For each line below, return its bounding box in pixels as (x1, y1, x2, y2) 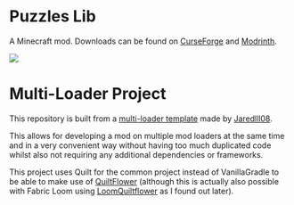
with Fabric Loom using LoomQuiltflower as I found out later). (9, 185, 234, 196)
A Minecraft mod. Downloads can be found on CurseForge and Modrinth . (9, 36, 278, 46)
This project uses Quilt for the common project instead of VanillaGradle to (9, 167, 279, 177)
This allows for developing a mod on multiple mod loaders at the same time (9, 130, 285, 141)
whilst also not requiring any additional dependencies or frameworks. (9, 149, 264, 160)
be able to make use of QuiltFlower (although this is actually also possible (9, 176, 279, 186)
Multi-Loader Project (9, 84, 167, 104)
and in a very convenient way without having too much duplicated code (9, 140, 272, 151)
